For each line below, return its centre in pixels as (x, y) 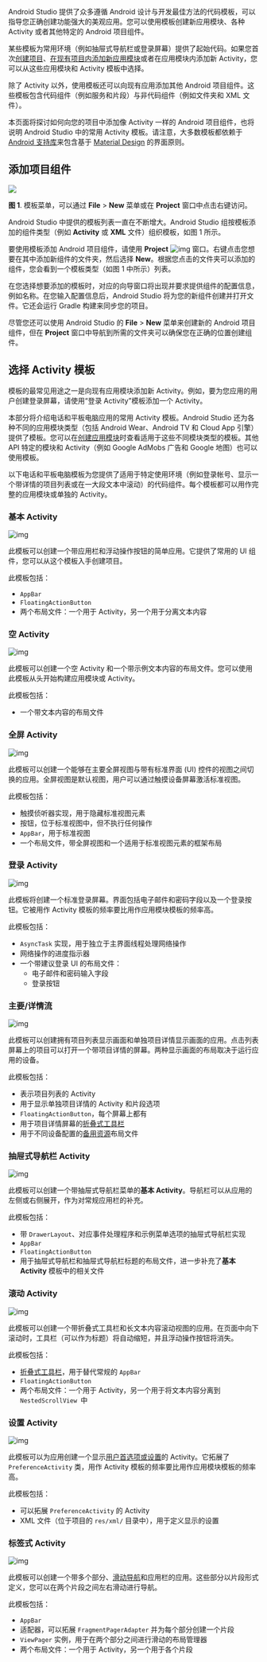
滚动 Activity (33, 1293)
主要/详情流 (31, 1005)
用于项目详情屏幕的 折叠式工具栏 (72, 1124)
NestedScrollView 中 (54, 1400)
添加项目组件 (40, 170)
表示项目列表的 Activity (58, 1094)
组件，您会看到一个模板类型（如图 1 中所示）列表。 (92, 268)
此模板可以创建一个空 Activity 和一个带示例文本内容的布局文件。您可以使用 (130, 669)
